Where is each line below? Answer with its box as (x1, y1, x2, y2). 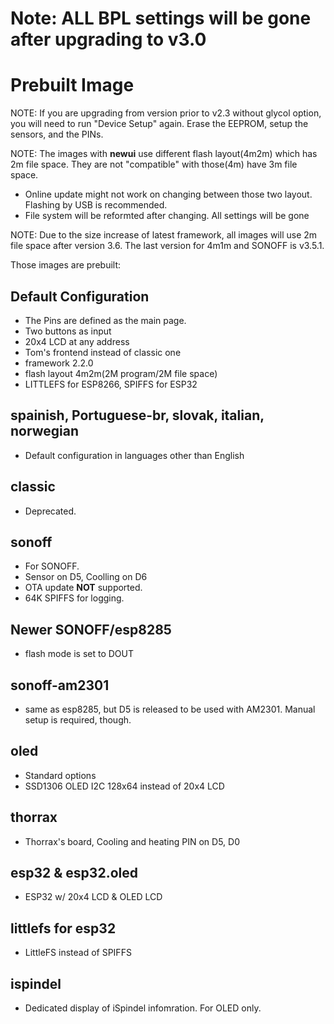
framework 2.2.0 (24, 357, 94, 369)
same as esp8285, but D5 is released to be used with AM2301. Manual (24, 703, 316, 715)
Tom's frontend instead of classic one (24, 346, 182, 358)
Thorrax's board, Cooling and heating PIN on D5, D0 (24, 835, 241, 847)
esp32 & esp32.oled (10, 865, 138, 882)
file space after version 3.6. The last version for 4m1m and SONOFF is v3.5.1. (10, 240, 325, 252)
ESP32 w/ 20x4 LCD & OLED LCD (24, 891, 163, 903)
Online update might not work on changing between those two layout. (24, 188, 313, 201)
